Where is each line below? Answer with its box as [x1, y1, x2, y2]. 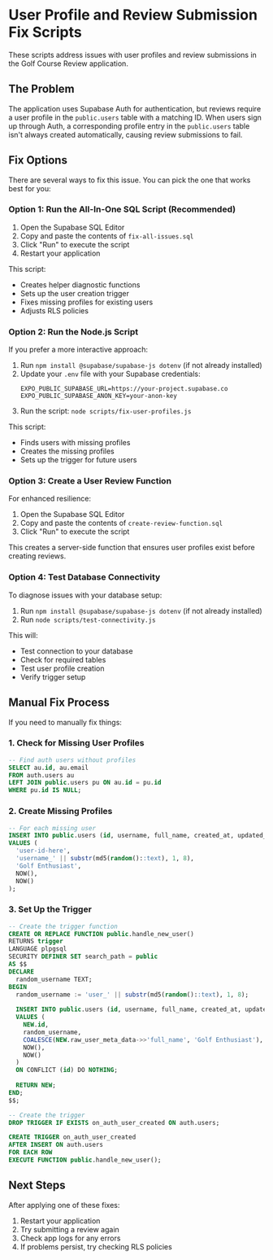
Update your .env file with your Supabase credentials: [19, 369, 201, 379]
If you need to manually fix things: [8, 717, 122, 727]
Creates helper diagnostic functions [19, 279, 141, 290]
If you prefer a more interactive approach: [8, 344, 149, 355]
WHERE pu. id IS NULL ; [8, 786, 82, 794]
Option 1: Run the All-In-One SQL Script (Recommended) [8, 203, 236, 215]
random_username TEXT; [15, 975, 93, 983]
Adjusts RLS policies [19, 305, 89, 315]
